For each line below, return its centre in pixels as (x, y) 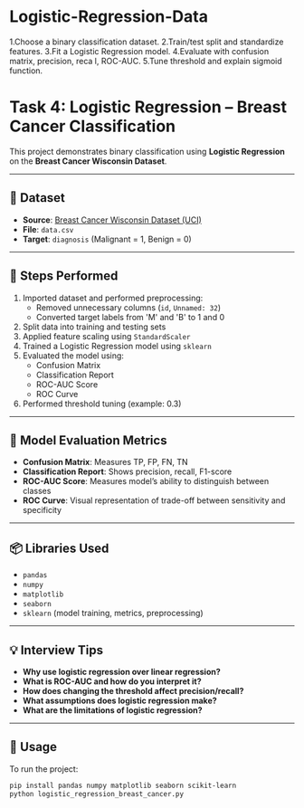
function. (26, 71)
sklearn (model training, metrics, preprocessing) (113, 613)
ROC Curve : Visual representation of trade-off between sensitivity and (154, 500)
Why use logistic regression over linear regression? (122, 671)
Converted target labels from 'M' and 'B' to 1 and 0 (130, 317)
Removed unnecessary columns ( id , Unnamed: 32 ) (128, 307)
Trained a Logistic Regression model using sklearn (117, 346)
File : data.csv (48, 229)
